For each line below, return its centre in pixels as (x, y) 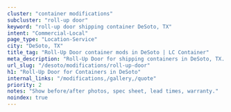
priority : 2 (24, 85)
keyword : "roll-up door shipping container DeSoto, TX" (89, 26)
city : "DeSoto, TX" (35, 46)
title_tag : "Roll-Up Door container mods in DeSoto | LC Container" (108, 53)
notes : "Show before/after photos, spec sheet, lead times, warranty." (113, 91)
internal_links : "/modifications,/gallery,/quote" (82, 78)
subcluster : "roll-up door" (48, 20)
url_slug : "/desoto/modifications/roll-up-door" (79, 65)
